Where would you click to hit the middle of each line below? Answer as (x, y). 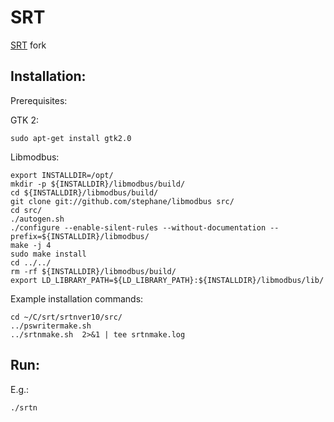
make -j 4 (31, 245)
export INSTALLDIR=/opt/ (62, 175)
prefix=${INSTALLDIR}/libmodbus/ (80, 236)
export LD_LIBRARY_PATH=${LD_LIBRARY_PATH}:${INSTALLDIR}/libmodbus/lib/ (167, 280)
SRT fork (28, 45)
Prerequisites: (39, 100)
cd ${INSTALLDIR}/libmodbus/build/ (84, 192)
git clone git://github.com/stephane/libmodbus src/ (122, 201)
